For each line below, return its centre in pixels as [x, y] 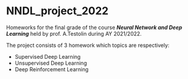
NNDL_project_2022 [57, 11]
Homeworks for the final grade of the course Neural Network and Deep [94, 27]
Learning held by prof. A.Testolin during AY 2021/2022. [74, 33]
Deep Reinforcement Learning [52, 69]
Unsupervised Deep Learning [51, 63]
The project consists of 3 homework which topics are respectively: [88, 45]
